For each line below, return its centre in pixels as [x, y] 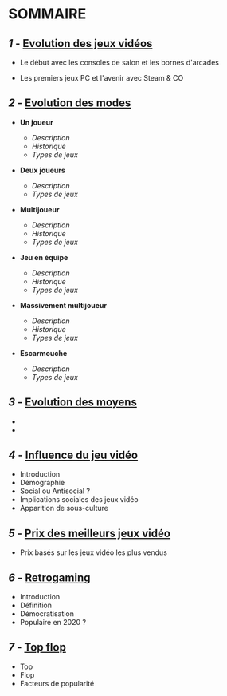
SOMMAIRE [47, 14]
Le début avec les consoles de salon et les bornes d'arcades [119, 62]
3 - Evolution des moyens [73, 403]
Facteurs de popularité [57, 683]
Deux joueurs [43, 170]
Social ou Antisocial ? [55, 491]
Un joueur [36, 122]
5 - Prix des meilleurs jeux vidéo [90, 533]
